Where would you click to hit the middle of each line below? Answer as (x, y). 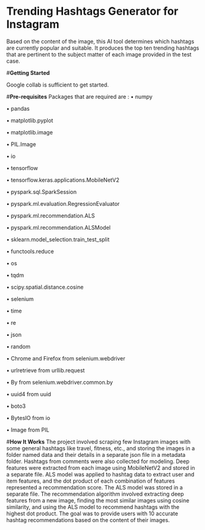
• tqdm (15, 275)
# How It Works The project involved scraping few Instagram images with (99, 442)
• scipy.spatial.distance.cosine (45, 287)
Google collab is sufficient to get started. (58, 85)
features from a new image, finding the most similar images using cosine (98, 500)
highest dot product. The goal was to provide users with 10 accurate (92, 513)
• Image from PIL (28, 430)
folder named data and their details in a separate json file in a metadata (96, 454)
